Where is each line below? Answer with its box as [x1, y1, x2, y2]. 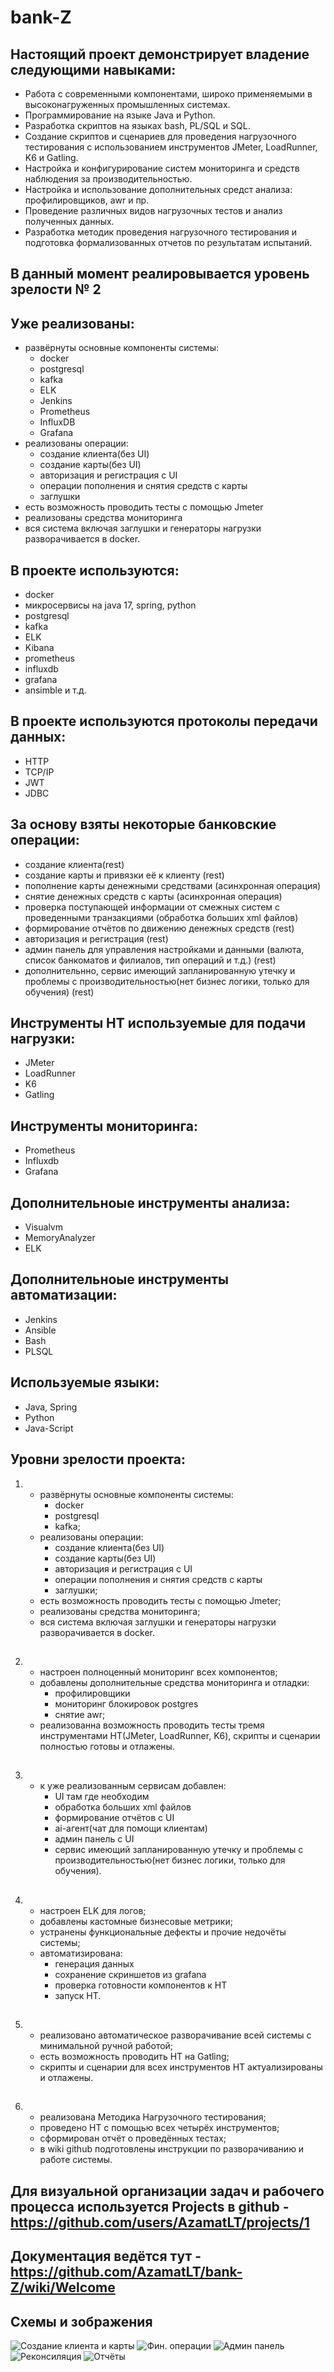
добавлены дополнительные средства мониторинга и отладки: [39, 1676, 310, 1688]
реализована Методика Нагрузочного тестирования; [39, 2111, 267, 2123]
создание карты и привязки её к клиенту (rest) [24, 869, 225, 881]
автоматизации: [10, 1287, 118, 1304]
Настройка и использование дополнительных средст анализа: [24, 184, 293, 195]
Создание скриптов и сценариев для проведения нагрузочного [24, 131, 297, 142]
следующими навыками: [10, 61, 177, 78]
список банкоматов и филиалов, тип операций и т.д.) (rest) [24, 954, 277, 966]
